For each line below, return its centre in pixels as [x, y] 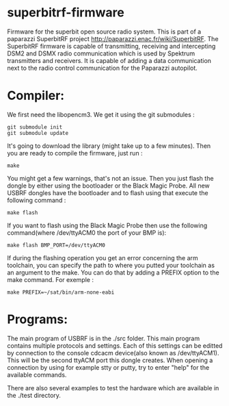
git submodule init [35, 127]
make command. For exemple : [51, 279]
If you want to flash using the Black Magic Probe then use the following [107, 225]
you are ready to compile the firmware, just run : [75, 153]
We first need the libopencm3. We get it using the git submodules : [101, 114]
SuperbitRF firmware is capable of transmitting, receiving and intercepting [111, 46]
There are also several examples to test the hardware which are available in [113, 388]
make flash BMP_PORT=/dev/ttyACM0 [56, 245]
